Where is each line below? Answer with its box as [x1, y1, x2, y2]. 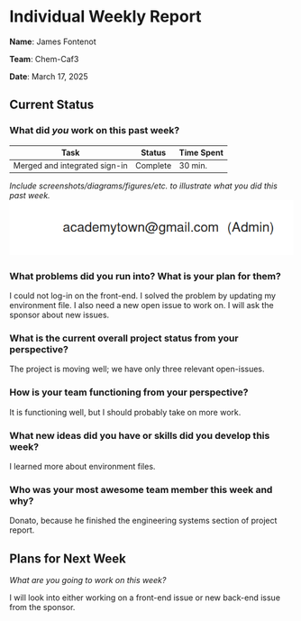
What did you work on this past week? [9, 124, 180, 137]
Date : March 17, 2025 [9, 70, 88, 82]
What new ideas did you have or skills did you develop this [9, 429, 270, 442]
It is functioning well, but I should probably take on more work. [9, 406, 242, 417]
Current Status [9, 97, 95, 113]
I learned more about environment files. [9, 461, 156, 472]
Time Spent [178, 147, 223, 159]
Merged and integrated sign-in [13, 160, 128, 171]
